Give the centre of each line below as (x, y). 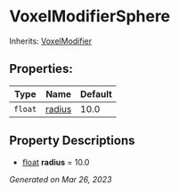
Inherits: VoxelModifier (50, 41)
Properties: (41, 69)
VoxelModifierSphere (90, 16)
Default (96, 93)
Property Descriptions (72, 141)
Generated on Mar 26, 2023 (61, 179)
